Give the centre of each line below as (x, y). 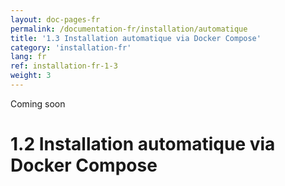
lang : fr (28, 57)
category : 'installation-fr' (71, 47)
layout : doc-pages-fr (55, 19)
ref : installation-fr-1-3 (64, 66)
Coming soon (38, 103)
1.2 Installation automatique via (143, 144)
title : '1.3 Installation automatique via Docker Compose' (136, 38)
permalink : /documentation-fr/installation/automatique (129, 29)
